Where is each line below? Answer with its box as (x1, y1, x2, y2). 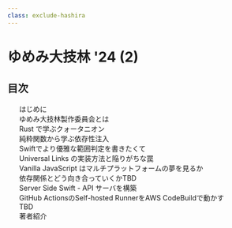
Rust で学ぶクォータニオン (18, 124, 105, 133)
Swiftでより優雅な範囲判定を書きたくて (18, 144, 147, 153)
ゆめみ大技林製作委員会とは (18, 114, 110, 123)
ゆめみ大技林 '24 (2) (7, 48, 139, 65)
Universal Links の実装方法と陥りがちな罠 (18, 153, 155, 163)
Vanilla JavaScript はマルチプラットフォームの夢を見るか (18, 163, 204, 173)
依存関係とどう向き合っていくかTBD (18, 173, 137, 182)
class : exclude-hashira (7, 11, 86, 20)
